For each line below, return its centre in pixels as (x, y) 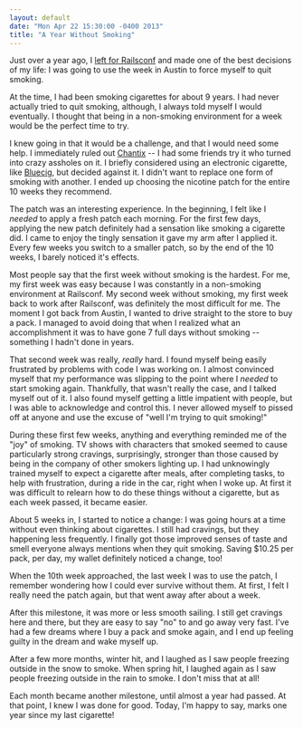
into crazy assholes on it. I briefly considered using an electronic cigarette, (148, 163)
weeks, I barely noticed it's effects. (75, 257)
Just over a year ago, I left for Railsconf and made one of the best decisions (151, 61)
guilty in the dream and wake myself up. (84, 642)
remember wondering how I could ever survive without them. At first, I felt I (149, 586)
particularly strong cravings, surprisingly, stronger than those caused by (144, 455)
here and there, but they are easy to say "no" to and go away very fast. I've (149, 622)
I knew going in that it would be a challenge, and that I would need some (144, 144)
